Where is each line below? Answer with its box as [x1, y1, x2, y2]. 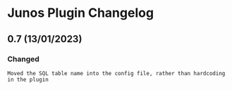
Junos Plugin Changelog [7, 5, 154, 21]
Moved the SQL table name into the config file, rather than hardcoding [7, 70, 226, 77]
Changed [7, 54, 40, 64]
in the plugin [7, 76, 49, 83]
